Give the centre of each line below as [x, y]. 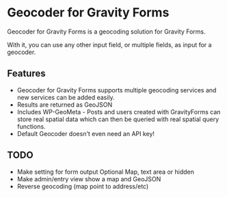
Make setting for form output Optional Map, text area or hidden [106, 172]
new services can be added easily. [66, 97]
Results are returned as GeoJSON [65, 105]
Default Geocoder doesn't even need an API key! [86, 133]
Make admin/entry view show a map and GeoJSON [89, 179]
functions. [31, 126]
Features [26, 74]
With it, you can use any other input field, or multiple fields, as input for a [109, 44]
